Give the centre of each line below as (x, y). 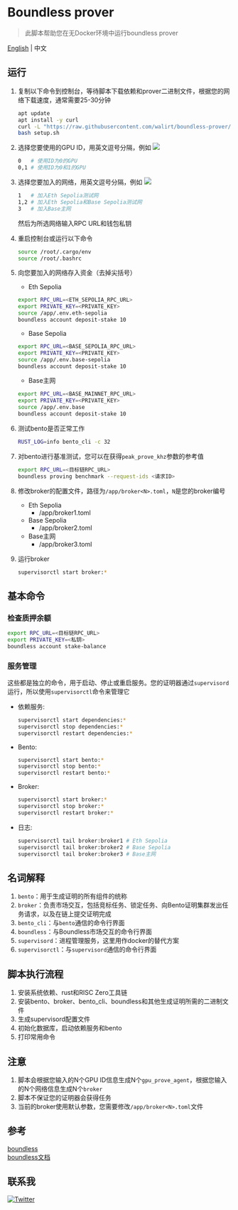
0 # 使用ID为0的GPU (48, 161)
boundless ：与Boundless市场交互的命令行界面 (85, 932)
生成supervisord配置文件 (54, 1019)
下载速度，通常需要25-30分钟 (67, 99)
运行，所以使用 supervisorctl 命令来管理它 (69, 691)
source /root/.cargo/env (54, 252)
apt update (34, 113)
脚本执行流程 (36, 974)
